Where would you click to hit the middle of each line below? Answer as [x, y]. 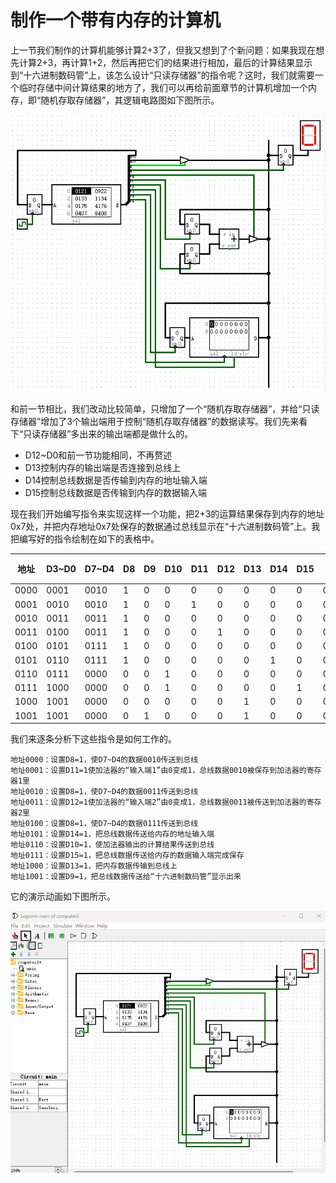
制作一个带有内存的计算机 [116, 20]
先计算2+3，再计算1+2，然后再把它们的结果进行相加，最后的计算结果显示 [161, 62]
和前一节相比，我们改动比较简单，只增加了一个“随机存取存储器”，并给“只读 [165, 408]
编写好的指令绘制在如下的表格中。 [89, 538]
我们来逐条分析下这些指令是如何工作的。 [93, 739]
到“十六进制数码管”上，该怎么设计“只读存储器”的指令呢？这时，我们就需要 [162, 75]
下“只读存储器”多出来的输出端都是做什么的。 [102, 433]
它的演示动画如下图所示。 [63, 896]
